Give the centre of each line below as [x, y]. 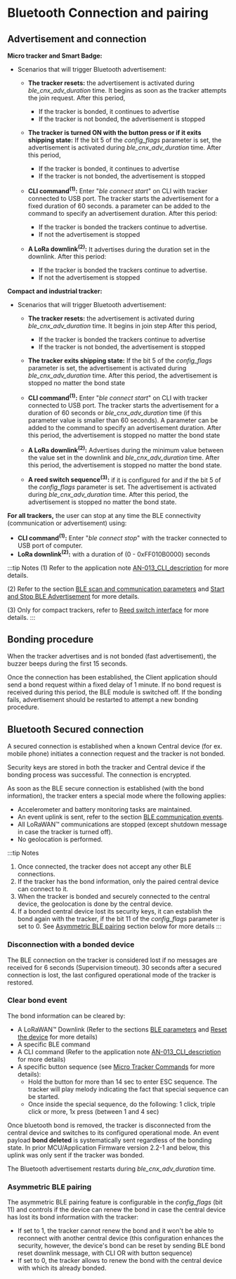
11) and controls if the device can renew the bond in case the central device [117, 1209]
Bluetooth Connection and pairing [108, 13]
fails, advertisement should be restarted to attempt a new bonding [103, 700]
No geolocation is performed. [60, 839]
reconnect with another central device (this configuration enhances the [120, 1238]
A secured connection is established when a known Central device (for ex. [115, 746]
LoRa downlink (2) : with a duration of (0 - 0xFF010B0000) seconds [114, 553]
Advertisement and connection [77, 39]
